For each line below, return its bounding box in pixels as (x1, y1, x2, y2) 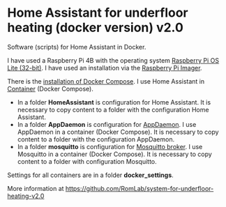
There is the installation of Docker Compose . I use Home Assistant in (7, 77, 205, 85)
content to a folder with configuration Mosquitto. (17, 157, 157, 165)
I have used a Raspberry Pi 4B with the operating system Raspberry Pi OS (7, 56, 220, 64)
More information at (7, 184, 64, 192)
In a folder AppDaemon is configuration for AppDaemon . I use (17, 120, 197, 128)
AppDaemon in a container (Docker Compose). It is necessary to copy (17, 128, 219, 136)
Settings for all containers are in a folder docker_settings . (7, 171, 174, 179)
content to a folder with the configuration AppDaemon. (17, 135, 175, 144)
